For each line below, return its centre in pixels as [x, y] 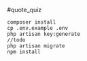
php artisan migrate [36, 46]
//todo [16, 40]
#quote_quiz [24, 10]
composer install [32, 22]
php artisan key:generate [43, 34]
